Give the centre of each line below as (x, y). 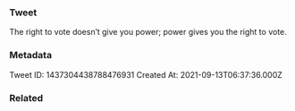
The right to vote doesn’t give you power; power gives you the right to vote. (148, 32)
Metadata (30, 55)
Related (26, 98)
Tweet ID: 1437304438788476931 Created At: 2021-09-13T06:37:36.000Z (146, 74)
